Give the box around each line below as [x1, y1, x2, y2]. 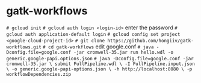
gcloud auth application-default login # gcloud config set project [6, 31, 181, 37]
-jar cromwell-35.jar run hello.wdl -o [73, 49, 173, 55]
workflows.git [6, 44, 42, 50]
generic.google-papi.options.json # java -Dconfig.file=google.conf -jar [6, 56, 194, 62]
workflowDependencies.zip [6, 71, 71, 77]
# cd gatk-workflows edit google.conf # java [43, 43, 154, 50]
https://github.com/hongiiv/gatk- [107, 38, 194, 44]
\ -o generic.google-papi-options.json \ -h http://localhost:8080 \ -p [6, 66, 193, 72]
